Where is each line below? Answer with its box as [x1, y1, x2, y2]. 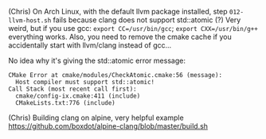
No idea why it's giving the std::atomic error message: [8, 56, 186, 65]
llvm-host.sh [8, 17, 52, 25]
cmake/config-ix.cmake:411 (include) [15, 92, 141, 100]
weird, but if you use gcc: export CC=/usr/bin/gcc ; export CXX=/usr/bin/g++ [8, 24, 259, 33]
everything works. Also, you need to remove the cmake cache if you [8, 32, 233, 41]
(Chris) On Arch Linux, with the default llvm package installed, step [8, 7, 229, 16]
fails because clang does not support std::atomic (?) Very [53, 15, 241, 25]
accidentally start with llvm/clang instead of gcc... [8, 41, 172, 50]
